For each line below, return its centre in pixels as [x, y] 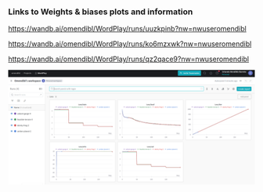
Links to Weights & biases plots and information [101, 12]
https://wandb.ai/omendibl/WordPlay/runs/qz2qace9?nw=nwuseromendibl [128, 59]
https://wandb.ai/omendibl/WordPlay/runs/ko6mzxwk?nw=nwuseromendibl [130, 44]
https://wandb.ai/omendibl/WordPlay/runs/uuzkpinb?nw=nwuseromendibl [127, 29]
